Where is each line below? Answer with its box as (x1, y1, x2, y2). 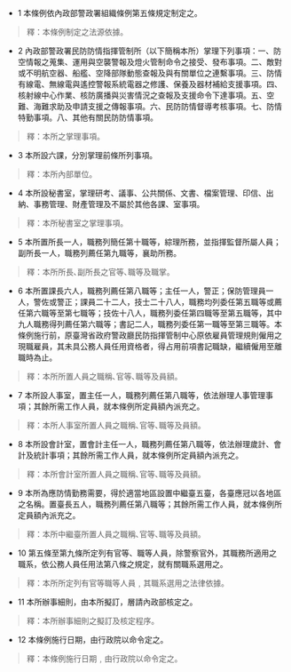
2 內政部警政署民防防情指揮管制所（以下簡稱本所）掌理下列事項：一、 (17, 45, 274, 56)
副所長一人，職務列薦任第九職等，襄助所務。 (17, 248, 182, 258)
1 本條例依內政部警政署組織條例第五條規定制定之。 (17, 8, 202, 18)
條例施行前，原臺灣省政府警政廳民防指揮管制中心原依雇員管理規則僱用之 (17, 330, 282, 340)
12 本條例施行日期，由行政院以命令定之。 (17, 635, 169, 644)
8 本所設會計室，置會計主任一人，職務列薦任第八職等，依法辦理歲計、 (17, 439, 274, 449)
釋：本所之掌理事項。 (26, 132, 105, 141)
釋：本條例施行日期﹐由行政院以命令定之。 (26, 653, 183, 664)
